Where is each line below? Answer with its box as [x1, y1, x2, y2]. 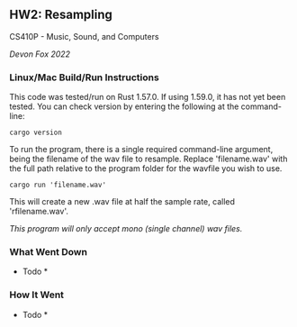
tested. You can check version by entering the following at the [9, 101, 239, 112]
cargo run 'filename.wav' [9, 180, 106, 190]
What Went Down [9, 246, 88, 259]
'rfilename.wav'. [9, 206, 69, 217]
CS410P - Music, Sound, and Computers [9, 31, 159, 41]
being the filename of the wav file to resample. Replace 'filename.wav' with [9, 153, 288, 165]
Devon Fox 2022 [9, 49, 70, 59]
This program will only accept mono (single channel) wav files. [9, 223, 243, 234]
